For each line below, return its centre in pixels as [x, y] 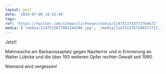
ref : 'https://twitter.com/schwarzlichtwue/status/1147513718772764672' [82, 23]
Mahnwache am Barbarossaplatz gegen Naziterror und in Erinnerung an [78, 52]
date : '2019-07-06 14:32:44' [35, 14]
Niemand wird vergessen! [31, 67]
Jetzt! [11, 42]
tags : [11, 19]
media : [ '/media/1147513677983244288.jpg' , [51, 28]
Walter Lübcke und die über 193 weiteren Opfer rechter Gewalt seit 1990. [79, 57]
